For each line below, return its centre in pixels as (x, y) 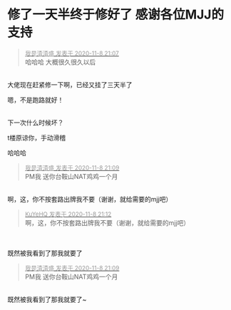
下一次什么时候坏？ (36, 123)
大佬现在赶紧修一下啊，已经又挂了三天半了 (70, 84)
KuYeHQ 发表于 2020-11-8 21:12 (68, 214)
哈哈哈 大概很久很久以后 (60, 62)
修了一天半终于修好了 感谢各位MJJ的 (116, 15)
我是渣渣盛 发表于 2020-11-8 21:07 (72, 53)
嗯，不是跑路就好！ (36, 100)
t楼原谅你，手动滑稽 (37, 138)
